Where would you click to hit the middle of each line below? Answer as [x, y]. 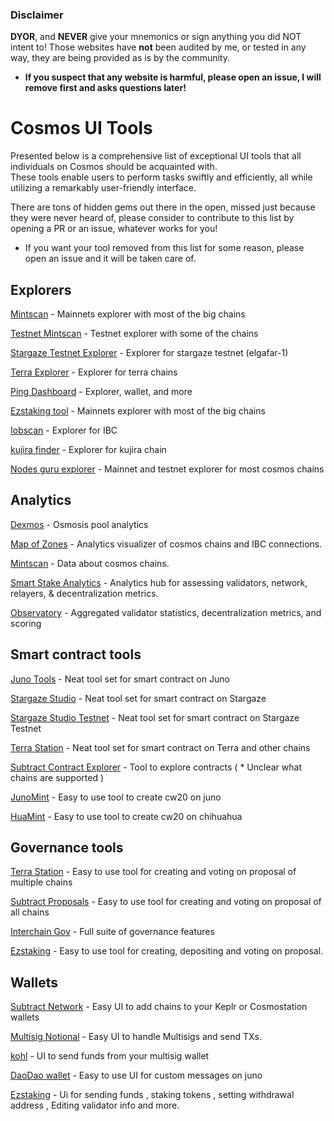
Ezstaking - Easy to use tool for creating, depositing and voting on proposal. [167, 951]
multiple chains [41, 882]
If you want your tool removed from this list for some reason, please [164, 248]
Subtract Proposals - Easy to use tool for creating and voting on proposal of [166, 902]
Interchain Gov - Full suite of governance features [112, 932]
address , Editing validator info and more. [95, 1105]
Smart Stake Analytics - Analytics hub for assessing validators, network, [159, 582]
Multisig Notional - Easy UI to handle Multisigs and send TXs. [136, 1037]
